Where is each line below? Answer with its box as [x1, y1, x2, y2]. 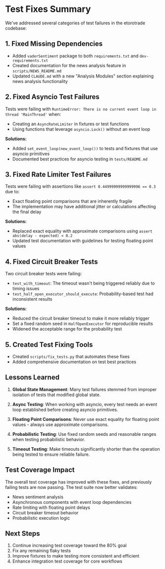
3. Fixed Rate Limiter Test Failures [5, 170, 111, 178]
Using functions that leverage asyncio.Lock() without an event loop [12, 126, 150, 132]
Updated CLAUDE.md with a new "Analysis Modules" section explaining [12, 73, 154, 79]
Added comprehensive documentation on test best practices [12, 359, 136, 365]
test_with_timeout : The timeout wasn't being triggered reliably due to [12, 280, 155, 286]
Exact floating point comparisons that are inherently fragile [12, 198, 133, 204]
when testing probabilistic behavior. [12, 436, 86, 442]
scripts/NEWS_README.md [12, 69, 62, 74]
